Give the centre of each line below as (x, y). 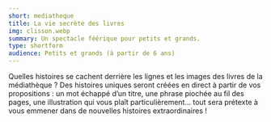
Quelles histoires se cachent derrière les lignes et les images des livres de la (135, 76)
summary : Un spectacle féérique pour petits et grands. (104, 38)
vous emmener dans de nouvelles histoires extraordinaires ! (108, 111)
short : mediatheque (41, 16)
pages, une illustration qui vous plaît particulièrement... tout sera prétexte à (133, 102)
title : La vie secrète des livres (67, 23)
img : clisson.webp (39, 31)
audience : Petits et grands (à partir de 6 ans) (92, 53)
